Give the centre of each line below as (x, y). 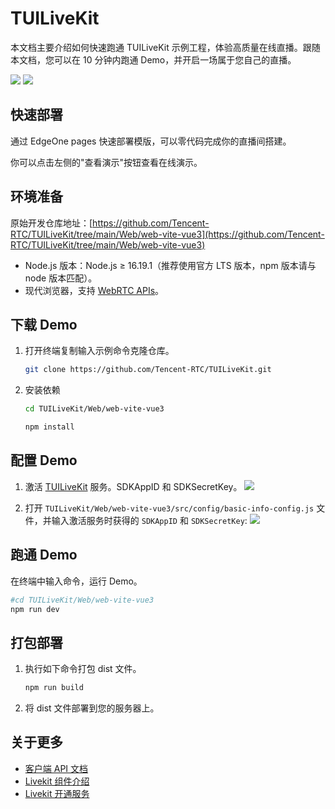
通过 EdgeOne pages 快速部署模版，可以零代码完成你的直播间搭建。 (151, 141)
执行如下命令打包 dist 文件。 (83, 669)
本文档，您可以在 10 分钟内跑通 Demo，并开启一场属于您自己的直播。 (153, 59)
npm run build (54, 688)
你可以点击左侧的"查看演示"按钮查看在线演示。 (106, 162)
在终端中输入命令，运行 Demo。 (76, 581)
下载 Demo (44, 324)
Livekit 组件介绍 (57, 781)
